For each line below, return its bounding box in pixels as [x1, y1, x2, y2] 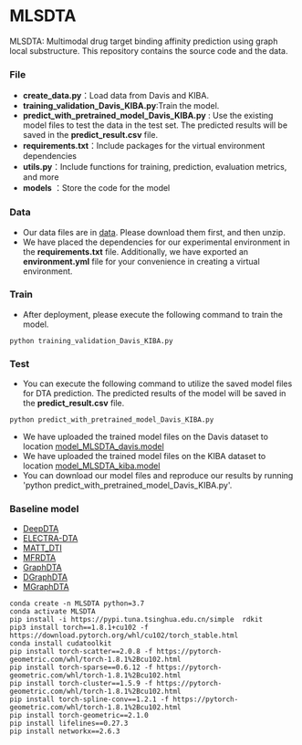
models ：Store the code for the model [22, 183, 171, 194]
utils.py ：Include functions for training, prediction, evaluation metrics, [22, 162, 287, 173]
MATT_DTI [22, 542, 62, 553]
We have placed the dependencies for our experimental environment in [22, 236, 290, 247]
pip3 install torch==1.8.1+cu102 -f [9, 623, 149, 633]
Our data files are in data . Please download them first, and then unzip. [22, 226, 286, 237]
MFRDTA [22, 552, 57, 563]
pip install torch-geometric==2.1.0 [9, 711, 149, 720]
